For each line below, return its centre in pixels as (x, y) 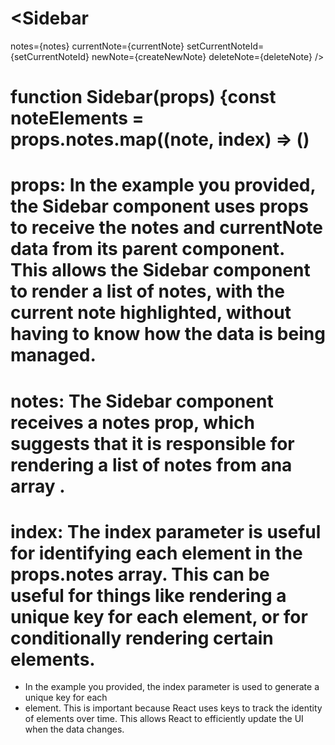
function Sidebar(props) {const (143, 97)
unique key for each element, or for (159, 616)
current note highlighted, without (151, 313)
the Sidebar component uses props (159, 206)
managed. (53, 355)
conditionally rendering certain (142, 638)
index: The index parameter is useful (166, 531)
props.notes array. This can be (140, 574)
